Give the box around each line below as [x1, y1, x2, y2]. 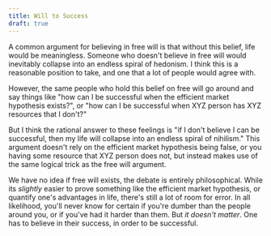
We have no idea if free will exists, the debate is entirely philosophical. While [8, 175, 263, 185]
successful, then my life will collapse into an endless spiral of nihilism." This [8, 133, 260, 143]
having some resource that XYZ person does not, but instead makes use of [8, 151, 259, 161]
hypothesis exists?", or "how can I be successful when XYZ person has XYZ [8, 101, 261, 110]
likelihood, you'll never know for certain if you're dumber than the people [8, 200, 251, 211]
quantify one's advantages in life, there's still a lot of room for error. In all [8, 192, 251, 202]
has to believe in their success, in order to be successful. [8, 218, 199, 228]
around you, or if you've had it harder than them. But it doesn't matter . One [8, 209, 258, 219]
